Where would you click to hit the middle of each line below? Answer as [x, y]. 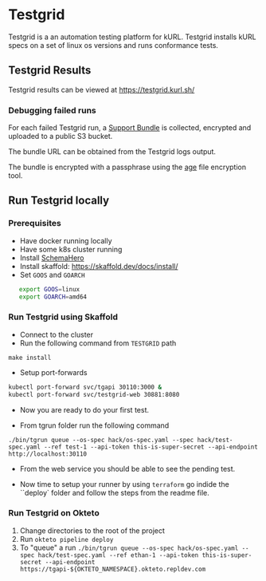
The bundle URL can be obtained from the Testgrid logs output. [112, 152]
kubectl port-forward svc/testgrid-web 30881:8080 [94, 394]
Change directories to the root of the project [92, 530]
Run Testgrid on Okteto [54, 513]
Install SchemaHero [52, 258]
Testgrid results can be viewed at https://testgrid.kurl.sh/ [102, 89]
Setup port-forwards [53, 372]
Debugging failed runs [53, 110]
